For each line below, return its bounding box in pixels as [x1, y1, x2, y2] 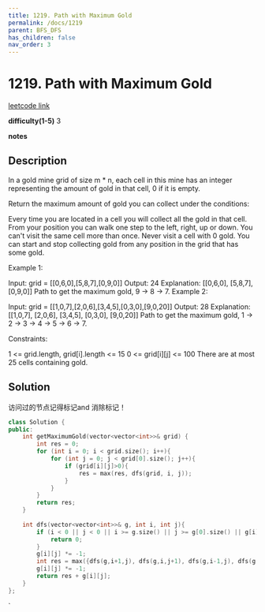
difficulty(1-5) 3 [8, 116, 62, 126]
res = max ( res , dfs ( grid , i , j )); [78, 469, 192, 477]
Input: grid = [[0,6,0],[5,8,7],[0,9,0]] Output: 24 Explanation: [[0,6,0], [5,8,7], [8, 278, 254, 288]
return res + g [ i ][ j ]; [36, 573, 111, 580]
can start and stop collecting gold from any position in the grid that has [8, 239, 239, 248]
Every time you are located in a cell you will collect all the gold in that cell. [8, 214, 248, 223]
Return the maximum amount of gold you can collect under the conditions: [8, 199, 250, 208]
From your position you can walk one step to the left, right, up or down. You [8, 222, 253, 232]
